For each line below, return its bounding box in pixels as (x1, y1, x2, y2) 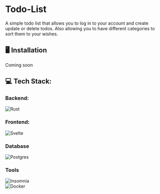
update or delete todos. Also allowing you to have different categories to (5, 25, 155, 31)
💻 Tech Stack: (5, 77, 52, 86)
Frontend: (5, 119, 30, 126)
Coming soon (5, 62, 33, 68)
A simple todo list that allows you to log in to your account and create (5, 20, 148, 26)
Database (5, 142, 29, 149)
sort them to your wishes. (5, 31, 58, 37)
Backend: (5, 94, 29, 102)
